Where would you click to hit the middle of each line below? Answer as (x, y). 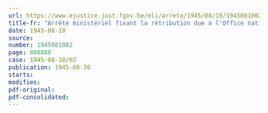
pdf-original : (32, 90)
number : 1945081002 (41, 45)
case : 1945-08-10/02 (43, 60)
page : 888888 (30, 53)
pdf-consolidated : (39, 97)
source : (21, 38)
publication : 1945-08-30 (49, 68)
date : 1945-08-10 (37, 30)
